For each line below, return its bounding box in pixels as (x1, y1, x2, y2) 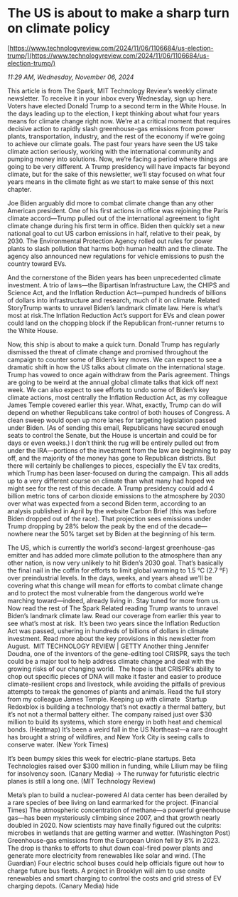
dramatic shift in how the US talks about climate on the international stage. (7, 362, 225, 371)
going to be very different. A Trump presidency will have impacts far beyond (7, 162, 230, 170)
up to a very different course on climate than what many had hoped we (7, 476, 215, 485)
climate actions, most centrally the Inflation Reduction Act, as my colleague (7, 393, 227, 401)
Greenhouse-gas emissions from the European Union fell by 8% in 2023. (7, 836, 220, 844)
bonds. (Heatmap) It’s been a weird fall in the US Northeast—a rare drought (7, 725, 228, 734)
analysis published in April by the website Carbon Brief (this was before (7, 506, 217, 515)
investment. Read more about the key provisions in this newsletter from (7, 634, 216, 642)
